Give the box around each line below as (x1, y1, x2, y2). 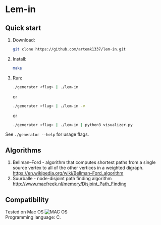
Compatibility (5, 195, 49, 204)
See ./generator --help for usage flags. (5, 131, 89, 137)
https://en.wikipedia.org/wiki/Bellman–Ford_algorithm (12, 170, 124, 176)
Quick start (5, 24, 41, 32)
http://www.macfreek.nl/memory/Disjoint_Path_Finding (12, 181, 127, 187)
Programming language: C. (5, 214, 62, 220)
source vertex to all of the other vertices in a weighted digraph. (12, 165, 144, 171)
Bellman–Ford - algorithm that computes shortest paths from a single (12, 159, 156, 165)
